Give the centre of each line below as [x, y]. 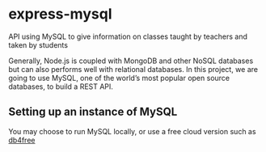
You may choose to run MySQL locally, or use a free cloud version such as [132, 131]
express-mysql [60, 14]
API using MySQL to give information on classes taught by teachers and [128, 36]
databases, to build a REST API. [61, 87]
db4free [22, 140]
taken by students [38, 44]
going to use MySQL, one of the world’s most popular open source [119, 78]
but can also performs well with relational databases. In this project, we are [133, 69]
